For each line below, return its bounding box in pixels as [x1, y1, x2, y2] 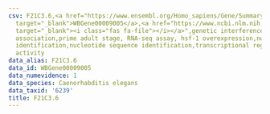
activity [15, 49, 45, 57]
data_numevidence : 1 [8, 71, 78, 79]
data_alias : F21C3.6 [8, 57, 78, 65]
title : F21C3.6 [8, 94, 59, 102]
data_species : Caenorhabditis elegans [8, 79, 138, 87]
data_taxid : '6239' [8, 86, 74, 95]
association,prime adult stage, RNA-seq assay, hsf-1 [15, 34, 199, 43]
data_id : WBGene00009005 [8, 64, 92, 72]
